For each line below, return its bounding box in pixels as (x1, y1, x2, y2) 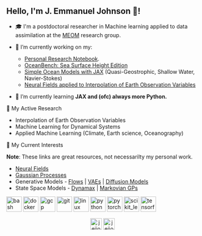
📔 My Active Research (6, 104, 62, 112)
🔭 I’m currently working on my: (15, 43, 93, 51)
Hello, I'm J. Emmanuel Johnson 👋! (6, 6, 141, 16)
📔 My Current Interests (6, 141, 63, 148)
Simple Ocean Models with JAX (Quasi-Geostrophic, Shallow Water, (24, 68, 195, 75)
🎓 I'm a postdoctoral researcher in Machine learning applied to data (15, 23, 188, 30)
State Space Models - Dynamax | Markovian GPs (15, 184, 139, 191)
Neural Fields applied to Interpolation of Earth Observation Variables (24, 80, 196, 88)
